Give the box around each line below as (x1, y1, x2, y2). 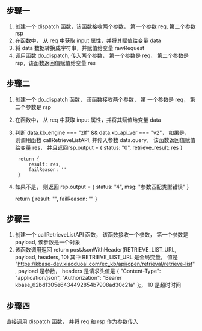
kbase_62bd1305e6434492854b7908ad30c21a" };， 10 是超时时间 (14, 282, 182, 289)
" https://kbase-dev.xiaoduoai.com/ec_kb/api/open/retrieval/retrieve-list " (14, 261, 195, 268)
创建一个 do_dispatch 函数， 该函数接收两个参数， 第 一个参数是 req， (14, 96, 189, 103)
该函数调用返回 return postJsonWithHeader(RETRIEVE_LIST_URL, (14, 246, 177, 253)
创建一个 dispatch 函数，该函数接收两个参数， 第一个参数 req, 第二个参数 (14, 23, 196, 30)
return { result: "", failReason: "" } (14, 195, 97, 202)
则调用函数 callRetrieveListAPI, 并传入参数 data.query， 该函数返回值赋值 (14, 136, 196, 143)
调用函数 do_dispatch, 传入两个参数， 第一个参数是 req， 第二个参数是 (14, 52, 189, 59)
